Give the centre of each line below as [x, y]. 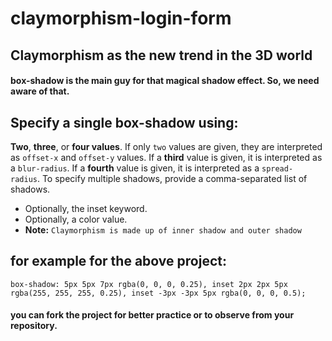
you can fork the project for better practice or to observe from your [152, 315]
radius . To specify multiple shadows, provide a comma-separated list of [159, 178]
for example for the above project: [118, 261]
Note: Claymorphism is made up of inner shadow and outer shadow [163, 229]
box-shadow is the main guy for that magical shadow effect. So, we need [165, 81]
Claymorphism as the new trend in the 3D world [161, 55]
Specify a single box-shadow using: [124, 122]
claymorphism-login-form [121, 18]
